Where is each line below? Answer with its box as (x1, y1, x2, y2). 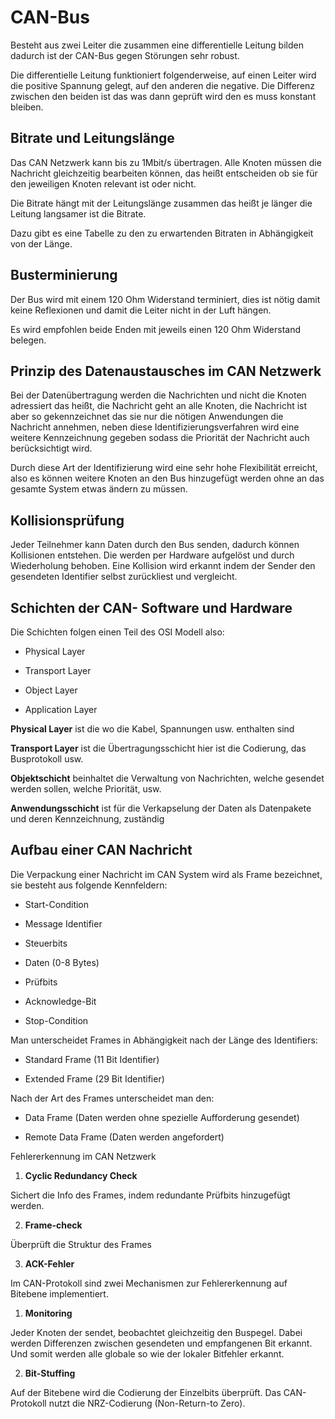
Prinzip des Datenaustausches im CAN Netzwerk (10, 362, 322, 380)
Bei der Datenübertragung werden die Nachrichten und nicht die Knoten (10, 389, 307, 401)
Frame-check (24, 1219, 83, 1231)
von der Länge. (10, 237, 73, 250)
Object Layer (24, 684, 78, 696)
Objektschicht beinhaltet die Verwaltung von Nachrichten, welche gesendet (10, 772, 325, 784)
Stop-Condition (24, 1014, 89, 1026)
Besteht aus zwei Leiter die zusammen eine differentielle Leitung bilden (10, 39, 304, 51)
